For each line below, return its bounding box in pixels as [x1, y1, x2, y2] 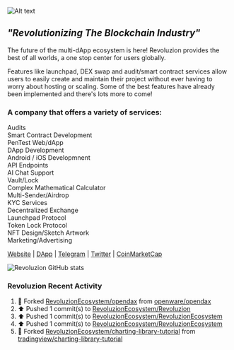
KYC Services [7, 199, 48, 207]
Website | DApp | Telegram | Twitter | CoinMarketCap [7, 250, 163, 258]
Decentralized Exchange [7, 206, 79, 215]
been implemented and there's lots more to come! [7, 89, 153, 98]
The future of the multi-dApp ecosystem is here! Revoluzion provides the [7, 46, 220, 54]
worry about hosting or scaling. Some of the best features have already [7, 82, 216, 91]
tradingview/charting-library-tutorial [17, 334, 123, 343]
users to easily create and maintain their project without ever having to [7, 74, 213, 83]
